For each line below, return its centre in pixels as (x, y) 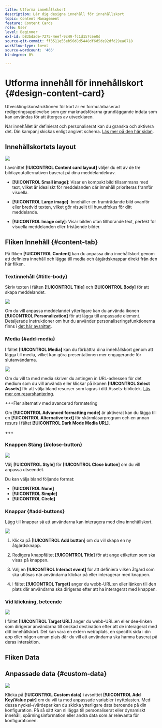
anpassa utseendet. (25, 469)
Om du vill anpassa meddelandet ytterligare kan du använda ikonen (72, 311)
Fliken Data (22, 657)
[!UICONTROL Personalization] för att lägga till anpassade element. (73, 316)
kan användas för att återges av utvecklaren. (50, 117)
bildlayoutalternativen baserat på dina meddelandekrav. (60, 173)
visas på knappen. (30, 560)
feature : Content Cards (29, 23)
